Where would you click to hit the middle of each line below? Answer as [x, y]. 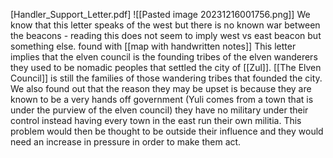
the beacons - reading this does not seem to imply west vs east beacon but [166, 35]
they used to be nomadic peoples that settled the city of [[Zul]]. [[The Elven [166, 67]
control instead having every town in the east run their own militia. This [156, 120]
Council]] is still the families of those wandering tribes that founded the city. [166, 78]
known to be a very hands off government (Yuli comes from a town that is [162, 99]
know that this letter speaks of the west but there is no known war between [165, 25]
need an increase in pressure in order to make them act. [126, 142]
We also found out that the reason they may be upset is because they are [161, 88]
